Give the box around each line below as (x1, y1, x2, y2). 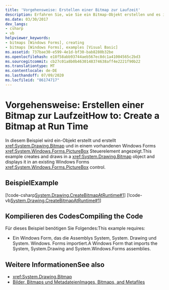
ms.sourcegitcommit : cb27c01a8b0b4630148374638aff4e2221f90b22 (5, 59, 141, 64)
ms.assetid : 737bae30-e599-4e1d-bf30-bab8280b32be (5, 49, 114, 54)
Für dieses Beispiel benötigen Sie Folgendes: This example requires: (5, 225, 145, 232)
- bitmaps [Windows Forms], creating (5, 40, 84, 45)
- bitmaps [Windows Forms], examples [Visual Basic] (5, 45, 118, 50)
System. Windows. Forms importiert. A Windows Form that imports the (12, 240, 157, 247)
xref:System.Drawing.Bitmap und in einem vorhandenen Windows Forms (5, 142, 156, 149)
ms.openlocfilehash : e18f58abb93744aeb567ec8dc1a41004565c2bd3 (5, 54, 141, 59)
